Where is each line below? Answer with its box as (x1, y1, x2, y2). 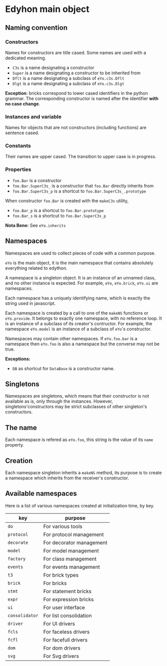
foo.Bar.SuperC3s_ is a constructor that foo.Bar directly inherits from (12, 183, 154, 189)
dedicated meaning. (5, 55, 46, 61)
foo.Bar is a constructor (12, 177, 62, 183)
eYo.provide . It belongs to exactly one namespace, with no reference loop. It (5, 315, 162, 321)
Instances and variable (5, 113, 62, 120)
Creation (5, 456, 33, 465)
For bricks (43, 580, 67, 587)
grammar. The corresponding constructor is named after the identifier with (5, 95, 159, 101)
